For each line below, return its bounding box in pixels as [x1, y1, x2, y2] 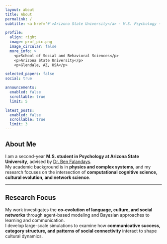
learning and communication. [5, 217, 65, 223]
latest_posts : [5, 108, 35, 113]
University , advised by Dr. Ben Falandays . [5, 159, 92, 164]
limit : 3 [9, 122, 28, 127]
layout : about [5, 7, 35, 12]
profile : [5, 30, 23, 35]
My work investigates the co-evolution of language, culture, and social [5, 207, 153, 213]
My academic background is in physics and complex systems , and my [5, 163, 151, 169]
